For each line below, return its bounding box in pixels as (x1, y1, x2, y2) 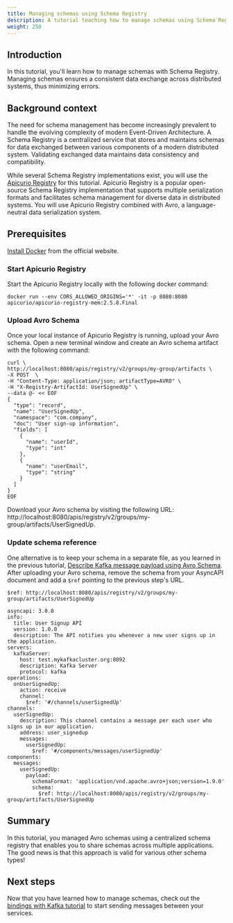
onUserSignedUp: (13, 680, 60, 687)
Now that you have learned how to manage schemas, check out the (7, 894, 200, 903)
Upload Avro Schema (7, 316, 80, 326)
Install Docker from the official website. (7, 246, 119, 255)
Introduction (7, 49, 62, 61)
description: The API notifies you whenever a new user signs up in (13, 632, 216, 639)
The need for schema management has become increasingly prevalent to (7, 121, 217, 129)
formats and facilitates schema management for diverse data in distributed (7, 193, 221, 202)
